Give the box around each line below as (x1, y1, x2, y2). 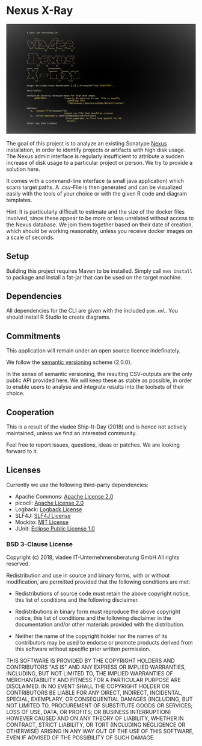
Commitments (6, 331, 61, 341)
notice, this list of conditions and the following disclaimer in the (14, 614, 171, 622)
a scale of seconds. (6, 234, 55, 241)
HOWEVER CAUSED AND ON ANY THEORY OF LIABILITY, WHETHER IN (6, 715, 185, 722)
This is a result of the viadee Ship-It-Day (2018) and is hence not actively (6, 423, 188, 430)
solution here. (6, 165, 40, 173)
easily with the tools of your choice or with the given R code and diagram (6, 190, 188, 197)
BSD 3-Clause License (6, 540, 73, 548)
